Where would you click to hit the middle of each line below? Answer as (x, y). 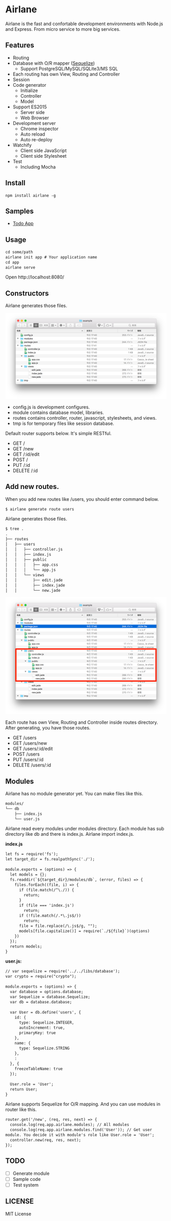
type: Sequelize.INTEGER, (46, 1023)
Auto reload (33, 134)
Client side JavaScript (44, 151)
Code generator (29, 85)
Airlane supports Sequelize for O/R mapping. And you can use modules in (83, 1104)
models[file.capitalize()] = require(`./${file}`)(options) (84, 931)
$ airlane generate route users (40, 509)
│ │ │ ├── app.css (32, 565)
